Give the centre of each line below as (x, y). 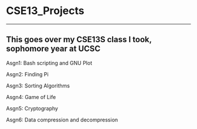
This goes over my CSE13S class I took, (79, 40)
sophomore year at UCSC (53, 49)
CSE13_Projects (45, 11)
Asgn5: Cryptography (32, 108)
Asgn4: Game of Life (31, 97)
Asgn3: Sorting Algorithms (38, 86)
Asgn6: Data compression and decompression (62, 120)
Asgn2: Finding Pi (27, 74)
